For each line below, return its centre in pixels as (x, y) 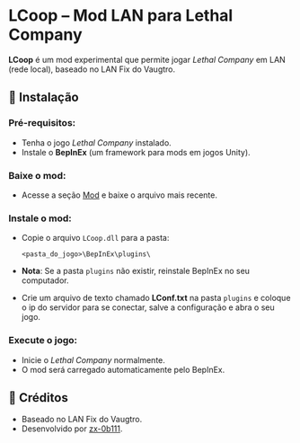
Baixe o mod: (37, 175)
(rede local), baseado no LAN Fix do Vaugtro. (92, 69)
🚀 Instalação (44, 97)
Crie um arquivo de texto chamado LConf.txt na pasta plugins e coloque (156, 298)
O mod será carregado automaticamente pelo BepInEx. (123, 369)
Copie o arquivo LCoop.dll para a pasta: (95, 238)
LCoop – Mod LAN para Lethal (121, 16)
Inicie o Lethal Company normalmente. (93, 359)
